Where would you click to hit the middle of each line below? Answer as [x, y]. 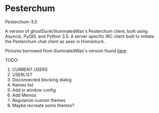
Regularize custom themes [39, 100]
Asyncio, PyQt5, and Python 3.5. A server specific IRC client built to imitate [79, 36]
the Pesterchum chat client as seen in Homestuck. [55, 41]
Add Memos [24, 95]
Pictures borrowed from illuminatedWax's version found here [66, 51]
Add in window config [34, 90]
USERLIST [22, 74]
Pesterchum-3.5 [21, 22]
